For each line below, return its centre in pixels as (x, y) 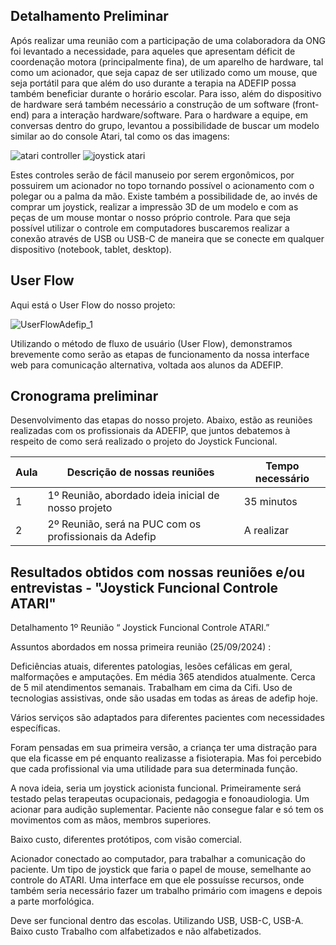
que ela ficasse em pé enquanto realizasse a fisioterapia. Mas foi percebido (166, 758)
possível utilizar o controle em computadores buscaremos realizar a (150, 228)
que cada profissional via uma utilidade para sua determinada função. (154, 769)
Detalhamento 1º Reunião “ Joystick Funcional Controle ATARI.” (140, 628)
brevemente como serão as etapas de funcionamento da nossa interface (160, 354)
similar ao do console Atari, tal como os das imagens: (120, 136)
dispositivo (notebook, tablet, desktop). (91, 249)
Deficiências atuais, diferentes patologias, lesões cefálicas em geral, (151, 666)
